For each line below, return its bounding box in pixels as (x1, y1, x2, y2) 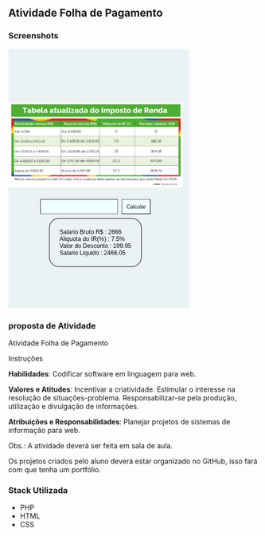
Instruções (8, 353, 44, 363)
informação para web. (8, 425, 81, 435)
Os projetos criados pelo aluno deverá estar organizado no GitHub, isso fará (8, 456, 258, 466)
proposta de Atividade (8, 320, 96, 331)
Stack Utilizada (8, 484, 68, 495)
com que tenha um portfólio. (8, 464, 102, 474)
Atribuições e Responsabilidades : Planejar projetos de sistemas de (8, 416, 231, 426)
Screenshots (8, 30, 59, 41)
